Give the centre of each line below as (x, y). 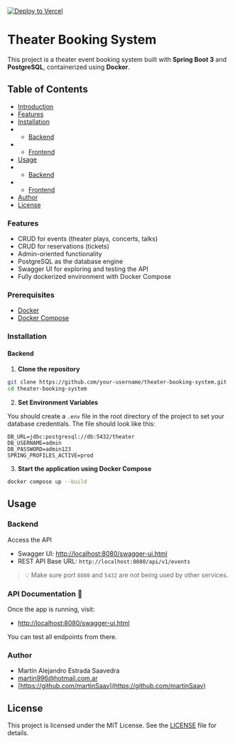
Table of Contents (48, 89)
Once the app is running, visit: (51, 609)
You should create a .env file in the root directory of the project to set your (116, 416)
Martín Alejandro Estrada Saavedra (69, 671)
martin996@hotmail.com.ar (58, 678)
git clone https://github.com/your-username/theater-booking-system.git (117, 382)
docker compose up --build (47, 482)
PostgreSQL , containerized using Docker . (69, 67)
